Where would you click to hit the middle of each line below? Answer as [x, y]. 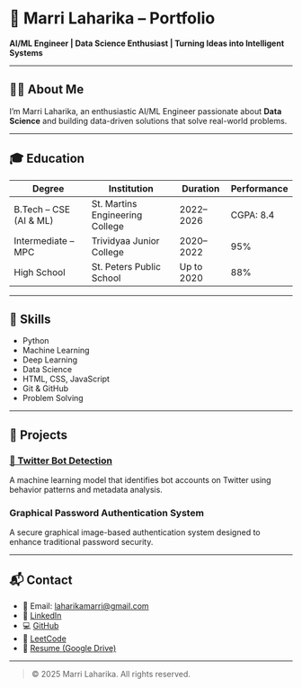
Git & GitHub [45, 389]
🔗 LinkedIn [42, 616]
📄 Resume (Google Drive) [69, 648]
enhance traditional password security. [81, 542]
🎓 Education [47, 159]
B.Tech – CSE [42, 209]
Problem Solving [53, 398]
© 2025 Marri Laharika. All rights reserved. [111, 675]
